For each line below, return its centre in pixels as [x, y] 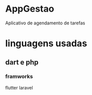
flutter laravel [19, 87]
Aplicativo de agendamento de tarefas [45, 23]
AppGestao [30, 9]
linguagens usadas [46, 43]
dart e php [22, 62]
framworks [19, 77]
